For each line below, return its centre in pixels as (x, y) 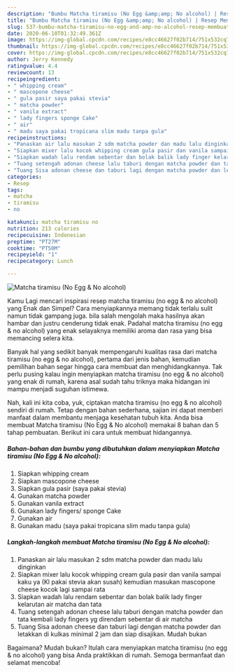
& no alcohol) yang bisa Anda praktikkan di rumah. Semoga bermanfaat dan (116, 655)
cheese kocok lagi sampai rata (61, 589)
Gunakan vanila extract (50, 503)
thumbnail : (23, 46)
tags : (15, 190)
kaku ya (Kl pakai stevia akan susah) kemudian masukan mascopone (116, 582)
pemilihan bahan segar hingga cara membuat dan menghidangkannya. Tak (115, 367)
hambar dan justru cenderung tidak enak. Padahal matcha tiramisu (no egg (115, 323)
